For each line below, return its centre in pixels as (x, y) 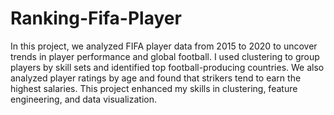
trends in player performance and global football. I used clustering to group (165, 56)
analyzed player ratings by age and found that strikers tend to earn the (156, 78)
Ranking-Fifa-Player (96, 18)
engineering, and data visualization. (83, 99)
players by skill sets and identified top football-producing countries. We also (167, 67)
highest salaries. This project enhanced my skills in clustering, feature (154, 88)
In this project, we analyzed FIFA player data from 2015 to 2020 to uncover (164, 46)
